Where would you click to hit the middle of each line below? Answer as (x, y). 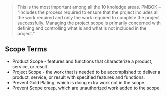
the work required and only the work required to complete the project (89, 18)
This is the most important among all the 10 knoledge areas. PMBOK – (89, 7)
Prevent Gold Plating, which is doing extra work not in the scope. (79, 82)
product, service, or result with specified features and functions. (78, 77)
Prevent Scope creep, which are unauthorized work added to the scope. (87, 88)
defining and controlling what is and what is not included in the (82, 28)
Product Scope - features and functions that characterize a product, (82, 61)
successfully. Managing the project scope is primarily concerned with (89, 23)
